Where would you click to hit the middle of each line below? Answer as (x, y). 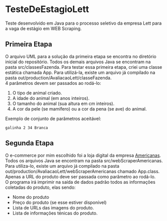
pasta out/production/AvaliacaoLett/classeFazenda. (58, 78)
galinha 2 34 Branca (27, 128)
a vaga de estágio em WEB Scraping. (43, 28)
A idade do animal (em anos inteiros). (51, 98)
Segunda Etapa (30, 143)
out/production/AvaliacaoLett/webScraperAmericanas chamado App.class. (82, 171)
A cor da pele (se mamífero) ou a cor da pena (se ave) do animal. (79, 108)
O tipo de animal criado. (37, 93)
